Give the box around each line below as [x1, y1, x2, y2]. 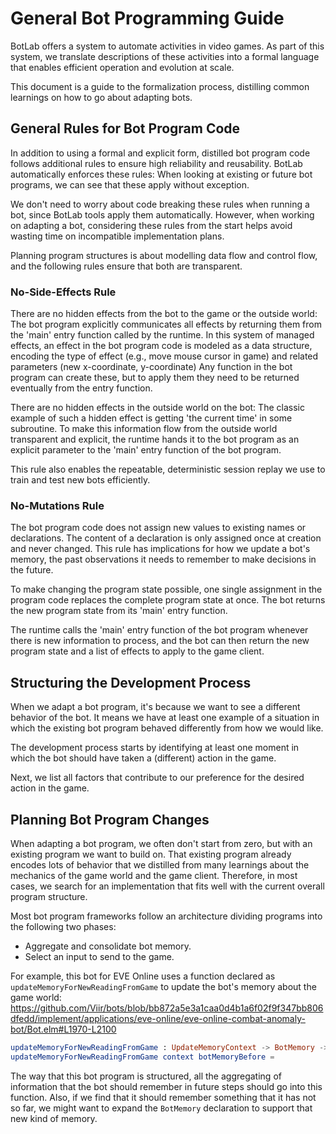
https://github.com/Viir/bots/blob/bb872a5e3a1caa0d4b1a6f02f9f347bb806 [10, 1002, 324, 1014]
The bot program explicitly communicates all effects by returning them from [10, 318, 322, 331]
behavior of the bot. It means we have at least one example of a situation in [10, 712, 320, 724]
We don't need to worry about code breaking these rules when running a [10, 198, 310, 210]
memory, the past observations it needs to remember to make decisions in [10, 553, 317, 566]
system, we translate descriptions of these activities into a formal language [10, 50, 320, 62]
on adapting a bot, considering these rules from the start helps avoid [10, 219, 293, 231]
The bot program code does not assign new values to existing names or [10, 522, 307, 534]
